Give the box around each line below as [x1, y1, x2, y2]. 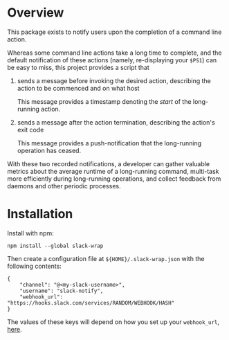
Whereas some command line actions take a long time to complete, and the [7, 48, 222, 57]
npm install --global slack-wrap [7, 242, 104, 249]
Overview [7, 5, 64, 21]
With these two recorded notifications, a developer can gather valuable [7, 159, 210, 168]
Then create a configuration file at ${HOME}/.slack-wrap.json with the [7, 254, 205, 262]
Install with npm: [7, 229, 54, 237]
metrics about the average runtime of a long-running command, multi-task [7, 167, 219, 175]
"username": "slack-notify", [19, 287, 104, 294]
